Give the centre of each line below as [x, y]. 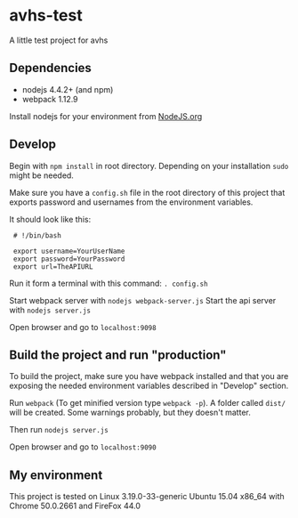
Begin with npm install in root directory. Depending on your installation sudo [149, 166]
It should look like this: [50, 219]
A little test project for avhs [59, 40]
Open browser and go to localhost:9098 [83, 327]
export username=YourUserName [69, 251]
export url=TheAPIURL [53, 267]
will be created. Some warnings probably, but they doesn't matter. [130, 413]
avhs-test [46, 16]
